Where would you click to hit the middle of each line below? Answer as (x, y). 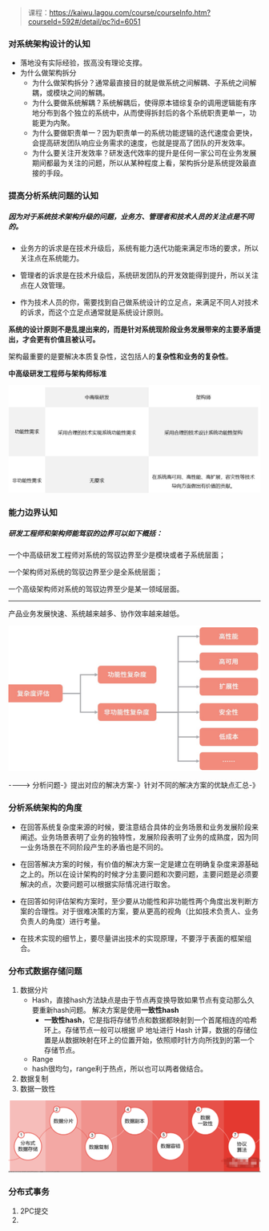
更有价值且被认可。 (68, 339)
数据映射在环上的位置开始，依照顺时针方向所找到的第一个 (160, 1040)
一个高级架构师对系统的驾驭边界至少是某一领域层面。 (96, 589)
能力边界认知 (33, 512)
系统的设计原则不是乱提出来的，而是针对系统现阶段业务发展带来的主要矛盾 (131, 330)
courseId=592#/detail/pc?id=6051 (84, 22)
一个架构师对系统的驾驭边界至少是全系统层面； (85, 572)
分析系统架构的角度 (45, 808)
